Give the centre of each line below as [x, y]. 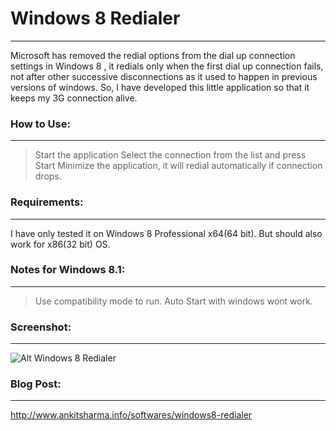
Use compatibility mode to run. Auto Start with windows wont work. [173, 301]
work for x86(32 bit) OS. [60, 244]
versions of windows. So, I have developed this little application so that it [160, 87]
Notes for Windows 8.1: [68, 270]
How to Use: [40, 124]
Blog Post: [36, 384]
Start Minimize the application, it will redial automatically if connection [178, 166]
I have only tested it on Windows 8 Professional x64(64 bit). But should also [166, 233]
